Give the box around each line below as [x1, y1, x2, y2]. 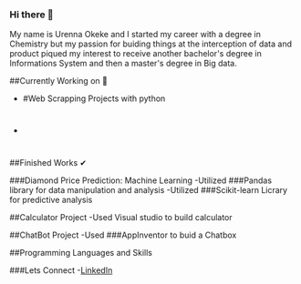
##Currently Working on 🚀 [9, 76, 108, 86]
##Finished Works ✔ [9, 157, 88, 167]
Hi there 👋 [9, 8, 55, 21]
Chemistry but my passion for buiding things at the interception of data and [9, 38, 293, 49]
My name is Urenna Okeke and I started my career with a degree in [9, 29, 262, 40]
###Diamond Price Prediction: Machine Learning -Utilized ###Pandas [9, 175, 272, 186]
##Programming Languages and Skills [9, 247, 153, 258]
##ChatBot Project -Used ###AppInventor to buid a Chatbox [9, 229, 237, 240]
